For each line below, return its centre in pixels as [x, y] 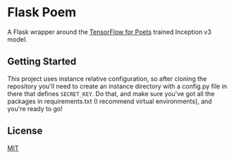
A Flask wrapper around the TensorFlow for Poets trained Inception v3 [109, 32]
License [25, 131]
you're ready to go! [35, 108]
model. [17, 39]
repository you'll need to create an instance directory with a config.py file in [117, 86]
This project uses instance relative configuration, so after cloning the [107, 78]
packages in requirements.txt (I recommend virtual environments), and [110, 101]
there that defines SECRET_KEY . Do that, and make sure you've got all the [111, 93]
